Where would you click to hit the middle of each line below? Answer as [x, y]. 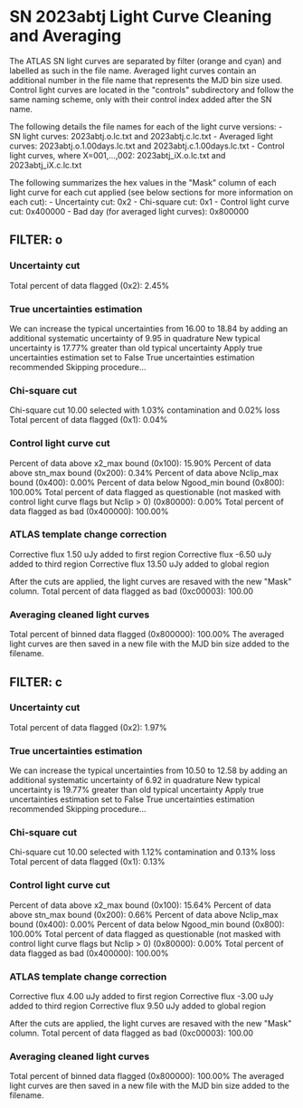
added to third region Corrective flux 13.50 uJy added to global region [139, 564]
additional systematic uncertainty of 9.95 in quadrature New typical [135, 338]
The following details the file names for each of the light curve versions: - [146, 126]
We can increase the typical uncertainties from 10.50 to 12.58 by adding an [148, 770]
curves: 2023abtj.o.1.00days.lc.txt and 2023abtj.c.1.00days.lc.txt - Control [147, 146]
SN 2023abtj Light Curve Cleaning [141, 17]
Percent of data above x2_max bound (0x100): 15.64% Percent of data [140, 905]
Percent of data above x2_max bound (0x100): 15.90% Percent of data [140, 463]
